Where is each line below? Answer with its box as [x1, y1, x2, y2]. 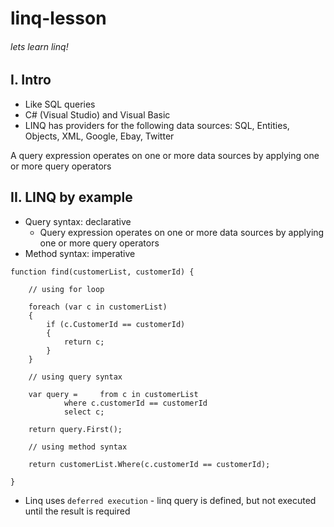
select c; [63, 407, 105, 417]
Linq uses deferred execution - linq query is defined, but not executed [24, 494, 317, 506]
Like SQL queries [24, 98, 96, 110]
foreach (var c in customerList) [28, 302, 168, 312]
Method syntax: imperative [24, 247, 136, 259]
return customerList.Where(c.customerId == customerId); [28, 459, 271, 469]
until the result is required [24, 505, 131, 517]
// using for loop [28, 284, 105, 294]
